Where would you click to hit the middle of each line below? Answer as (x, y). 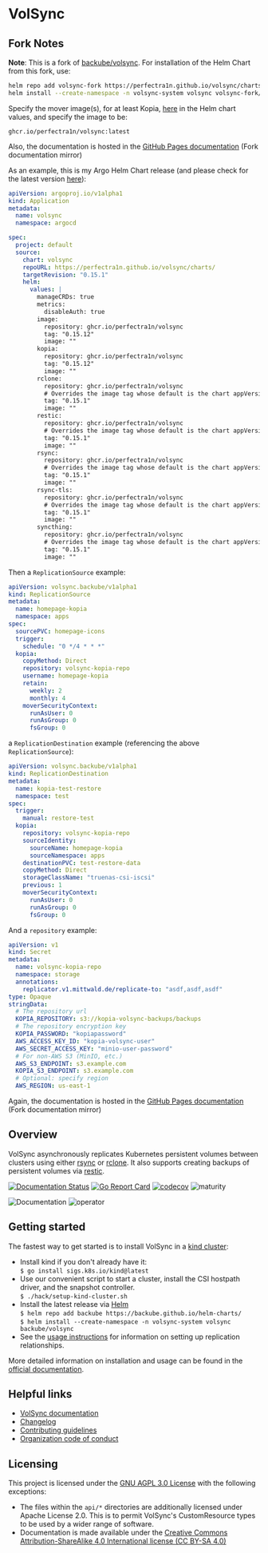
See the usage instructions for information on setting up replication (130, 1337)
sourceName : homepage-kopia (76, 848)
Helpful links (40, 1394)
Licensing (33, 1464)
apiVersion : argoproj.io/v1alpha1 (66, 193)
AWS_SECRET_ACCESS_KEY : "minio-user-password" (94, 1049)
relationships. (42, 1345)
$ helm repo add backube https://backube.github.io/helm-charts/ (130, 1313)
